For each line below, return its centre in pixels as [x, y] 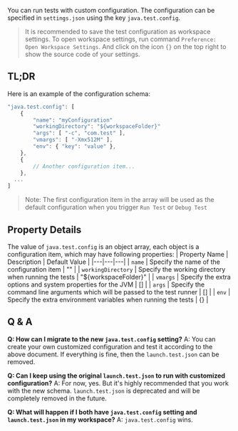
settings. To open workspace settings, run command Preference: [120, 39]
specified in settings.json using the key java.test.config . [94, 18]
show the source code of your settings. [82, 54]
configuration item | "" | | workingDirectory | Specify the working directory [117, 269]
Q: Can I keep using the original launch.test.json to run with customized [117, 376]
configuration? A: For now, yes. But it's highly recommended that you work [118, 383]
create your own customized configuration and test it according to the [110, 346]
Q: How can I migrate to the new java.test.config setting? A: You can [112, 339]
